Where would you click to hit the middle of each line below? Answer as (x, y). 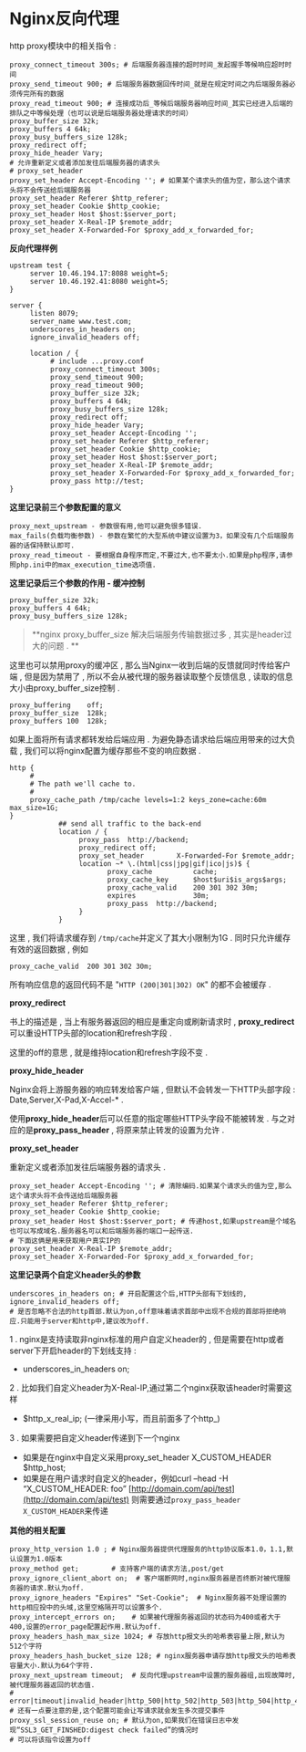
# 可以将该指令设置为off (50, 1739)
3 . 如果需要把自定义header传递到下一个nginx (95, 1437)
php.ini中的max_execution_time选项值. (86, 565)
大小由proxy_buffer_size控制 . (65, 688)
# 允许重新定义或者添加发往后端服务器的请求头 (85, 162)
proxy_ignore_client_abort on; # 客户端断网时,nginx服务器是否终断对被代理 (147, 1578)
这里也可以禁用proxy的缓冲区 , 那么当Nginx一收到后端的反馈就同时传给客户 (150, 665)
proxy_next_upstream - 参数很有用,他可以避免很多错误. (106, 526)
